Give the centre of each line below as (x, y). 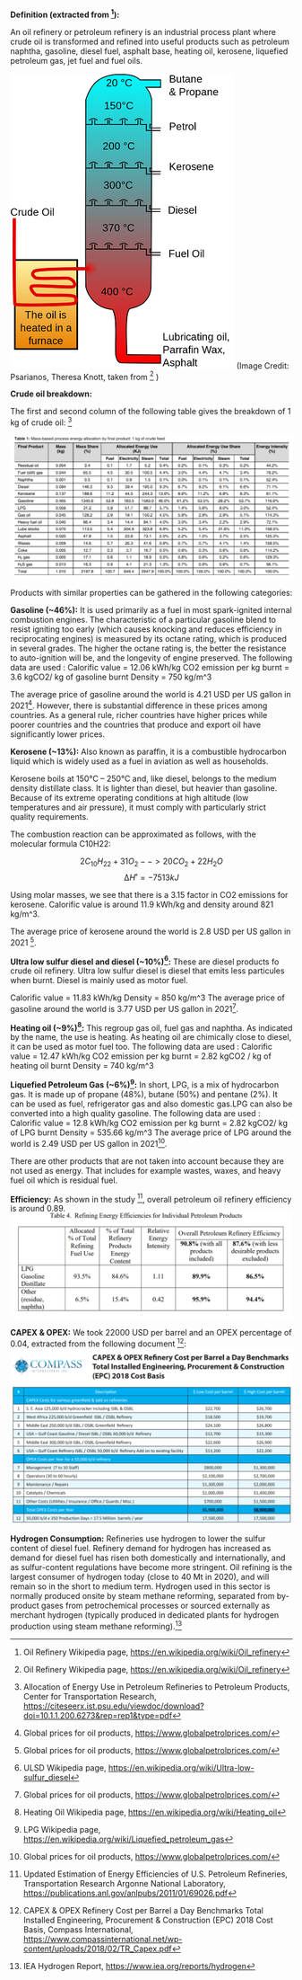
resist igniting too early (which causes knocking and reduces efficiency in (146, 629)
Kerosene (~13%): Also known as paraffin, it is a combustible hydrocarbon (148, 752)
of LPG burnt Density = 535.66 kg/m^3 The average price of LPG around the (151, 1132)
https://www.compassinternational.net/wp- (103, 1939)
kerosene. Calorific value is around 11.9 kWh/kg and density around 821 (142, 904)
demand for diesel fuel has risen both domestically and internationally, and (148, 1558)
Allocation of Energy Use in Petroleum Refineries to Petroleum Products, (156, 1687)
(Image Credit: (263, 365)
